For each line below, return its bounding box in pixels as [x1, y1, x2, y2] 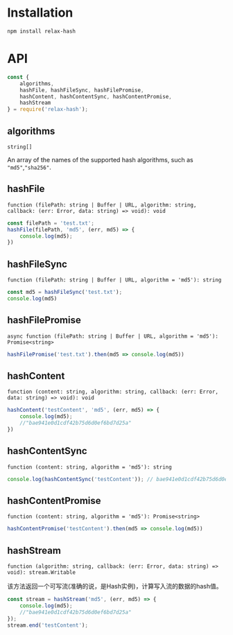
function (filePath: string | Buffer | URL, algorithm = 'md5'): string [7, 277, 222, 284]
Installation [7, 5, 74, 21]
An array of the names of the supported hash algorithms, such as [7, 155, 193, 164]
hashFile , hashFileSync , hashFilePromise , [19, 87, 144, 94]
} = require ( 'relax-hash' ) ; [7, 106, 89, 113]
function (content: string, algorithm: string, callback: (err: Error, [7, 388, 218, 396]
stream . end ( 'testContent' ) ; [7, 622, 89, 629]
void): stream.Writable [7, 569, 76, 576]
